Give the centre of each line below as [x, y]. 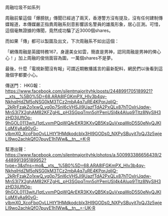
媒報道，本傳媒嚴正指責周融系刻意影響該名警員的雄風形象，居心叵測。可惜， [84, 24]
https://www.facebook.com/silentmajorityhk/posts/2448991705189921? [79, 91]
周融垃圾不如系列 [23, 7]
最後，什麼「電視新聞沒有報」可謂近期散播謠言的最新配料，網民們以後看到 [82, 68]
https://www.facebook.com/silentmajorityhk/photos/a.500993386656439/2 [83, 155]
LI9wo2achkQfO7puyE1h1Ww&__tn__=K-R [48, 139]
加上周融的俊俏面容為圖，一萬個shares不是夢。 [67, 58]
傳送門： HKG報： [24, 85]
